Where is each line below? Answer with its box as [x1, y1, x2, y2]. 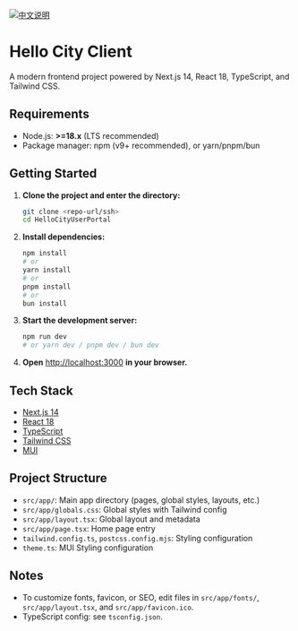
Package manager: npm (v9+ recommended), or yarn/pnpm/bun [21, 140, 260, 151]
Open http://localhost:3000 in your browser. [21, 357, 188, 367]
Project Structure [9, 471, 107, 486]
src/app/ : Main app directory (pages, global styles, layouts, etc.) [21, 494, 260, 506]
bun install [21, 298, 67, 308]
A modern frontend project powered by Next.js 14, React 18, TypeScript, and [9, 71, 290, 82]
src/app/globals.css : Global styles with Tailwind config [21, 504, 227, 514]
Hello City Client [9, 41, 132, 62]
